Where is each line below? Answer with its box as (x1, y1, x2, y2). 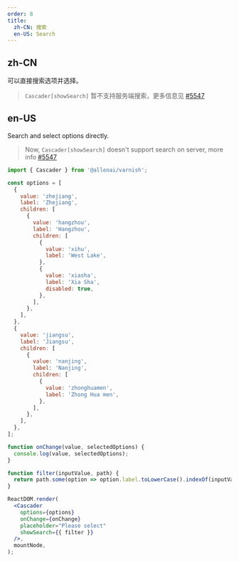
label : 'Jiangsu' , (20, 338, 75, 345)
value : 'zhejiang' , (20, 193, 78, 200)
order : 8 (7, 10, 33, 18)
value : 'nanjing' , (33, 358, 87, 365)
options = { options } (20, 509, 75, 516)
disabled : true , (45, 285, 94, 292)
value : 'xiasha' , (45, 272, 97, 279)
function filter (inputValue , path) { (7, 470, 119, 477)
